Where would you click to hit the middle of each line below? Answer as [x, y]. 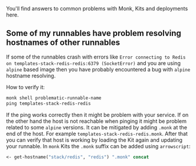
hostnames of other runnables [63, 43]
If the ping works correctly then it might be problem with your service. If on [97, 115]
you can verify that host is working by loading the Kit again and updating [94, 140]
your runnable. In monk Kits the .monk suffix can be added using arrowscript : [98, 146]
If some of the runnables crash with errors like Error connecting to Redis [96, 57]
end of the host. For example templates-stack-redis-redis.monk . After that [97, 134]
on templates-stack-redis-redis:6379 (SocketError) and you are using [94, 63]
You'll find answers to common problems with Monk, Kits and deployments [97, 9]
